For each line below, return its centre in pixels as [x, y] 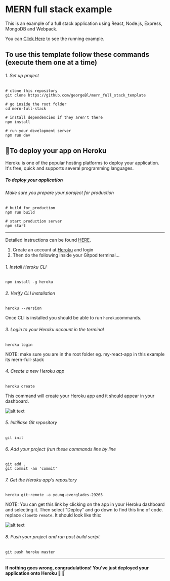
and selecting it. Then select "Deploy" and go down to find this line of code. [84, 510]
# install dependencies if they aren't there [54, 117]
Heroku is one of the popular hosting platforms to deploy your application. [82, 163]
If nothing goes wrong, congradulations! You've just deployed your [77, 568]
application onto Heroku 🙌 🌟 [35, 573]
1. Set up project [22, 75]
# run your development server [38, 131]
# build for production [30, 208]
